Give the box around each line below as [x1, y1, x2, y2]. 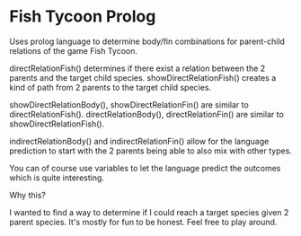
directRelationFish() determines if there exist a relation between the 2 [9, 63, 266, 74]
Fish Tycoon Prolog [9, 6, 156, 27]
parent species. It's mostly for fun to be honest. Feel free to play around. [9, 216, 278, 227]
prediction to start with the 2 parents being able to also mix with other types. [9, 145, 292, 156]
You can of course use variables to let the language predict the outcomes [9, 162, 281, 173]
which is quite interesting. [9, 172, 105, 183]
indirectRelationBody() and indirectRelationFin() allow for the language [9, 135, 270, 146]
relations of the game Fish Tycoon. [9, 45, 137, 56]
